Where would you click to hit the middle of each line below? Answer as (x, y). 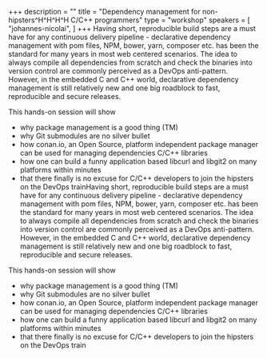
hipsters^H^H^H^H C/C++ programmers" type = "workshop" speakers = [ (129, 20)
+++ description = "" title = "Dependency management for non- (113, 12)
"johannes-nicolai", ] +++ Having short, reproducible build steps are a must (132, 28)
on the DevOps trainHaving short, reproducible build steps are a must (134, 187)
